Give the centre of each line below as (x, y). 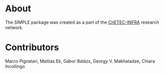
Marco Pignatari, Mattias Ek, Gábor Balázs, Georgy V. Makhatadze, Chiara (80, 61)
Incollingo (15, 66)
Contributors (32, 48)
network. (14, 27)
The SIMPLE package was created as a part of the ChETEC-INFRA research (82, 22)
